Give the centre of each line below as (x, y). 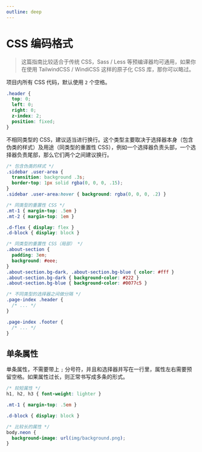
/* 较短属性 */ (24, 388)
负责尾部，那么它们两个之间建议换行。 (64, 154)
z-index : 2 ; (27, 116)
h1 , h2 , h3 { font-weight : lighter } (54, 394)
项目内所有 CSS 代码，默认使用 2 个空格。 (58, 82)
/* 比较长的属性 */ (28, 427)
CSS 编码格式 (40, 44)
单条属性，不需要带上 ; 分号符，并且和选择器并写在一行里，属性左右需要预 (99, 369)
